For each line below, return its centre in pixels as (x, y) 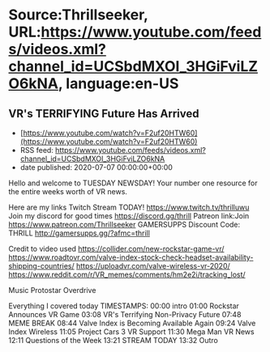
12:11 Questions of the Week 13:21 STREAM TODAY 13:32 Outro (114, 340)
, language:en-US (118, 84)
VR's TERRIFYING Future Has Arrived (104, 114)
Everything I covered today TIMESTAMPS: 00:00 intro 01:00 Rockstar (124, 306)
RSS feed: (37, 150)
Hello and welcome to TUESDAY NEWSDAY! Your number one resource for (133, 183)
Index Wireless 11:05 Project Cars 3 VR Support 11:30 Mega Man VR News (131, 332)
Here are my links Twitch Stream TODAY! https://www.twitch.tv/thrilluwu (129, 207)
